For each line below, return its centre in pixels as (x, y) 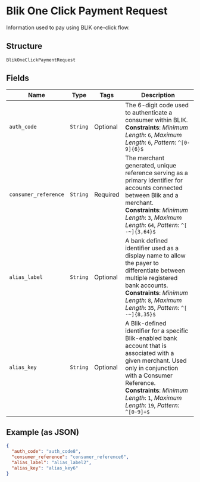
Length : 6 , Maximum (153, 135)
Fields (18, 78)
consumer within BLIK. (156, 120)
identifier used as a (151, 248)
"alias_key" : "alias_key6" (45, 468)
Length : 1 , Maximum (153, 397)
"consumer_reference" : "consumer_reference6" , (70, 457)
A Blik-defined (146, 323)
